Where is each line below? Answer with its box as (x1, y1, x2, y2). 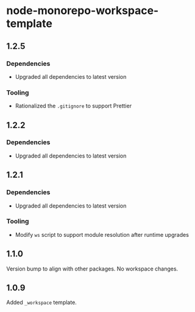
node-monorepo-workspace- (6, 4, 159, 18)
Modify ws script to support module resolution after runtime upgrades (15, 231, 189, 238)
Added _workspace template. (6, 299, 77, 306)
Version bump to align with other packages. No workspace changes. (6, 265, 179, 272)
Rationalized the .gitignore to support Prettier (15, 102, 132, 110)
